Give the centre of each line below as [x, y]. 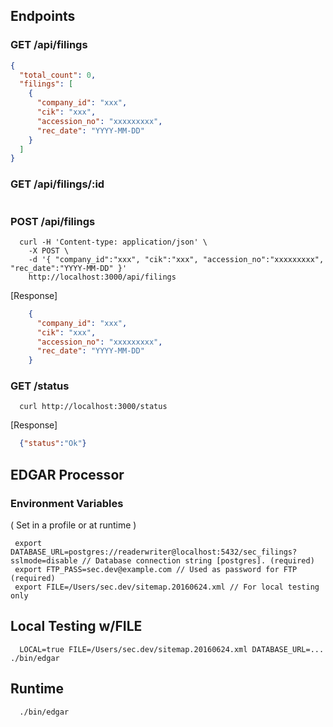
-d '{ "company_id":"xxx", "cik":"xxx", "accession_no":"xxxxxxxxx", [176, 259]
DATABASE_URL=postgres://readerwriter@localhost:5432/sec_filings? [154, 552]
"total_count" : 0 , [58, 75]
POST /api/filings [53, 221]
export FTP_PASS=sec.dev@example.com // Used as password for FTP [156, 570]
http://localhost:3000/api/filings [102, 277]
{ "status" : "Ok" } [53, 444]
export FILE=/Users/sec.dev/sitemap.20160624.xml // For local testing [167, 587]
